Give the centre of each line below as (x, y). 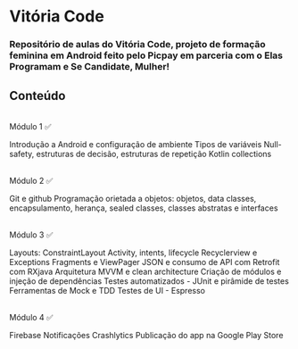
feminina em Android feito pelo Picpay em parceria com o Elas (146, 55)
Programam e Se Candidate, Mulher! (90, 67)
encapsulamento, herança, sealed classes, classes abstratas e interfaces (144, 208)
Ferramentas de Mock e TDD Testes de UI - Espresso (107, 290)
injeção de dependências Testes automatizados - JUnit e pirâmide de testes (149, 281)
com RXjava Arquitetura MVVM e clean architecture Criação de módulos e (145, 271)
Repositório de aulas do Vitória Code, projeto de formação (137, 45)
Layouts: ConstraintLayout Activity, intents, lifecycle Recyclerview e (133, 253)
